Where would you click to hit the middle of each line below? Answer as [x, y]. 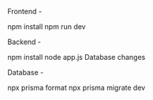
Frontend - [25, 11]
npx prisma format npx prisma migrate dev [76, 87]
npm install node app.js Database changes [76, 57]
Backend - [24, 42]
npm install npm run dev [47, 26]
